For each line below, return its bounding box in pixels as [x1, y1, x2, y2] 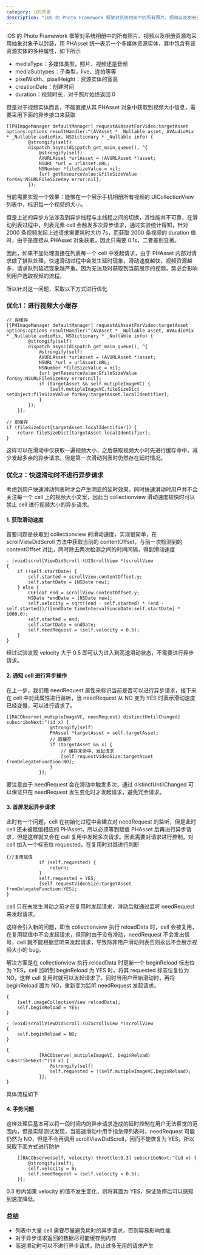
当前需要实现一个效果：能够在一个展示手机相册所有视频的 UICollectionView [6, 193, 194, 201]
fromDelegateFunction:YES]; [6, 885, 78, 892]
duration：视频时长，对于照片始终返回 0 [15, 91, 116, 98]
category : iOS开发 [6, 9, 51, 15]
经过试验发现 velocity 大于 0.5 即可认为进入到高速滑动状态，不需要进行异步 [6, 649, 194, 656]
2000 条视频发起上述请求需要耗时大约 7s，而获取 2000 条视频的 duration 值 [6, 229, 196, 236]
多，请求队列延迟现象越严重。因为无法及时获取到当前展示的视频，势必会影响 [6, 264, 198, 272]
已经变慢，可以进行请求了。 [6, 701, 76, 709]
